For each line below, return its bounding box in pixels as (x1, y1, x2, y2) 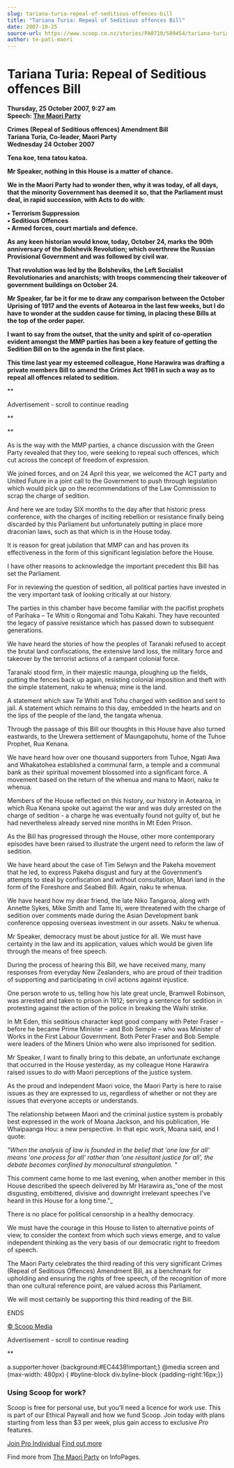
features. (7, 1426, 33, 1434)
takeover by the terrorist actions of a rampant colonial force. (7, 655, 180, 663)
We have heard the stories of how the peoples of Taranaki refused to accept (7, 640, 226, 648)
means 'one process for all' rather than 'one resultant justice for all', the (7, 1154, 214, 1162)
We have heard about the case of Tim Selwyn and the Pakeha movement (7, 861, 216, 869)
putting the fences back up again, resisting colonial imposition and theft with (7, 676, 226, 684)
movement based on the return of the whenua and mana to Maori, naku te (7, 776, 219, 784)
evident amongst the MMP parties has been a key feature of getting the (7, 337, 218, 346)
